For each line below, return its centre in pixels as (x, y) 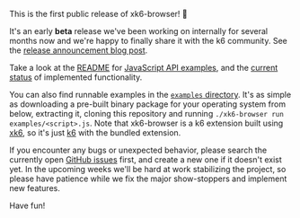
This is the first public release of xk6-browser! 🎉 (98, 14)
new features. (35, 188)
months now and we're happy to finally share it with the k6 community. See (148, 41)
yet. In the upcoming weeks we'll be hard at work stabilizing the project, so (148, 169)
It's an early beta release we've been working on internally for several (138, 31)
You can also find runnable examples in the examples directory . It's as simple (150, 95)
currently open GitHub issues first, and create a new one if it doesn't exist (146, 160)
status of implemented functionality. (76, 77)
